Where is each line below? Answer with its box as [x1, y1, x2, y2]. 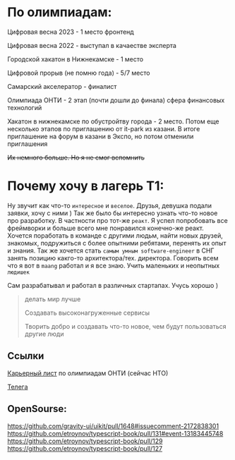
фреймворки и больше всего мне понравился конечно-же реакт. [7, 224, 205, 232]
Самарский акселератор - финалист [7, 82, 117, 90]
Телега [7, 382, 28, 391]
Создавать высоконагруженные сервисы [24, 308, 150, 317]
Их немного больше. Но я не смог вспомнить [7, 153, 145, 162]
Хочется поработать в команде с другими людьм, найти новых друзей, [7, 231, 224, 240]
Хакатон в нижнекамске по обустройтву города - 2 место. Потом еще [7, 117, 220, 126]
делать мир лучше [24, 294, 81, 303]
